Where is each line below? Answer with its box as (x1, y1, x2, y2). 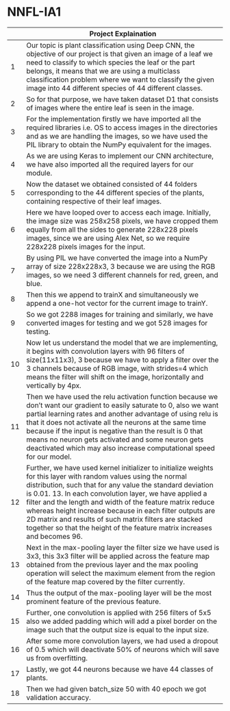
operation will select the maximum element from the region (26, 568, 216, 578)
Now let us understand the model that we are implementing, (26, 337, 218, 347)
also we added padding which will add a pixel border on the (26, 616, 218, 626)
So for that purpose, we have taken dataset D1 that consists (26, 94, 219, 104)
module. (26, 168, 53, 178)
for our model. (26, 452, 72, 461)
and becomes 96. (26, 531, 84, 541)
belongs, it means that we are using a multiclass (26, 66, 180, 75)
